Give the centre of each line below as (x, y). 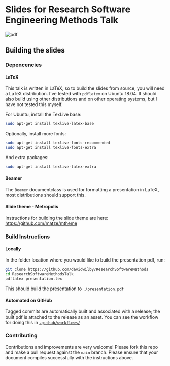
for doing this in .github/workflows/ (43, 323)
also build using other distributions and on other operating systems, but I (81, 99)
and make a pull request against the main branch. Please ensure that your (82, 352)
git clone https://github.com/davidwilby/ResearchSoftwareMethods (77, 269)
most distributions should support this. (46, 195)
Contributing (21, 336)
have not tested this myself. (34, 104)
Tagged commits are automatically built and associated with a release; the (83, 311)
